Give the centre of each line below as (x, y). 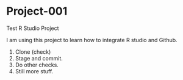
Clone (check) (33, 52)
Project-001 (37, 11)
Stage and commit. (39, 58)
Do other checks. (37, 65)
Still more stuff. (34, 71)
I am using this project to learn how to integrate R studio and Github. (92, 40)
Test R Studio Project (33, 28)
